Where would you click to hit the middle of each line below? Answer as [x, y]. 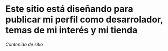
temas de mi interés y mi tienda [71, 30]
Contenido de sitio [24, 44]
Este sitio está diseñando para [69, 9]
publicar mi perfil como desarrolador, [84, 20]
